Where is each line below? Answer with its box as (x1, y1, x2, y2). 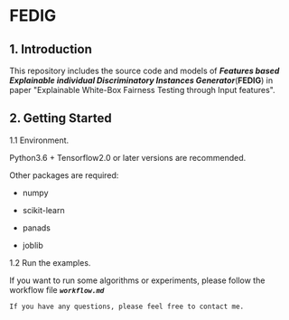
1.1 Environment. (9, 135, 70, 146)
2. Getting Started (9, 110, 112, 127)
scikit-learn (22, 204, 65, 215)
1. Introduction (9, 42, 92, 57)
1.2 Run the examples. (9, 257, 91, 268)
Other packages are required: (9, 169, 119, 181)
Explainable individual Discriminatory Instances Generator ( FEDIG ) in (9, 75, 274, 86)
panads (22, 222, 51, 233)
